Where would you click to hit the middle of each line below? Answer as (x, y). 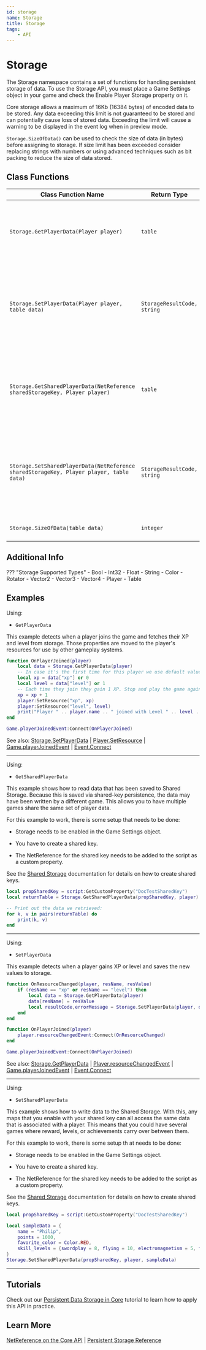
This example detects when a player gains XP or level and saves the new (98, 966)
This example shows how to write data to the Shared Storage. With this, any (102, 1111)
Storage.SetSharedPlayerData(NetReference (72, 466)
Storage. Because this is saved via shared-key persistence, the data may (98, 795)
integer (152, 528)
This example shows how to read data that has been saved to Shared (93, 788)
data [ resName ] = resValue (62, 1001)
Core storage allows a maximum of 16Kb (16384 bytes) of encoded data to (100, 107)
